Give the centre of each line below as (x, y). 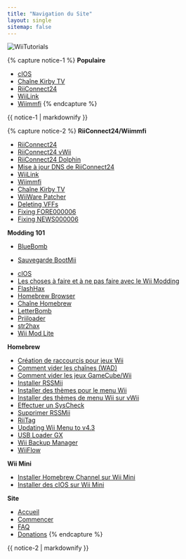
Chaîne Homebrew (45, 303)
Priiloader (31, 318)
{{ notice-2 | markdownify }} (48, 548)
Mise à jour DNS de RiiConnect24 (66, 167)
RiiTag (27, 420)
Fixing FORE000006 (47, 212)
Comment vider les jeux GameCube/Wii (74, 376)
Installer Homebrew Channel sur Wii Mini (76, 478)
